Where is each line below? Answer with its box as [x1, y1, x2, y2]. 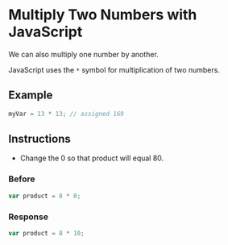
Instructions [8, 132, 71, 146]
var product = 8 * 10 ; [8, 229, 85, 237]
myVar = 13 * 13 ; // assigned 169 [8, 110, 125, 118]
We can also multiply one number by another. [8, 49, 159, 59]
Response [8, 211, 48, 222]
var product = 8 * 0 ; [8, 192, 81, 200]
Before [8, 173, 35, 185]
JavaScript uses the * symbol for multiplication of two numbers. [8, 64, 220, 74]
